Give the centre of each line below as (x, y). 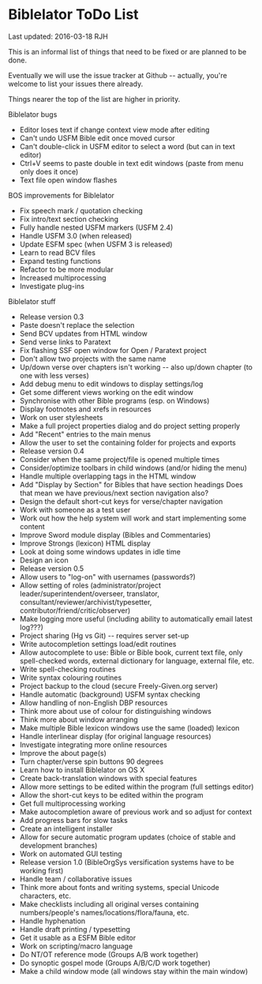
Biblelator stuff (32, 301)
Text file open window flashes (68, 180)
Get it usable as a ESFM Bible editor (78, 937)
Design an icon (44, 560)
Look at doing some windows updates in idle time (100, 551)
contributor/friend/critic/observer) (75, 610)
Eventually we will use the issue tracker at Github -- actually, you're (118, 75)
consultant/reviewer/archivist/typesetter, (86, 602)
